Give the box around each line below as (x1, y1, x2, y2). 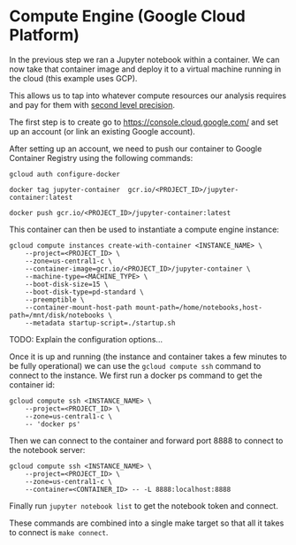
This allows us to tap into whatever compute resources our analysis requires (9, 90, 287, 101)
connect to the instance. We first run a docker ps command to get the (9, 370, 263, 380)
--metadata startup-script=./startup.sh (25, 319, 176, 327)
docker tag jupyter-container (9, 185, 121, 194)
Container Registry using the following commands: (9, 152, 194, 163)
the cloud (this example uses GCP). (9, 73, 138, 83)
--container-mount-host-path (25, 303, 133, 311)
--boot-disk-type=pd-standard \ (25, 288, 144, 296)
